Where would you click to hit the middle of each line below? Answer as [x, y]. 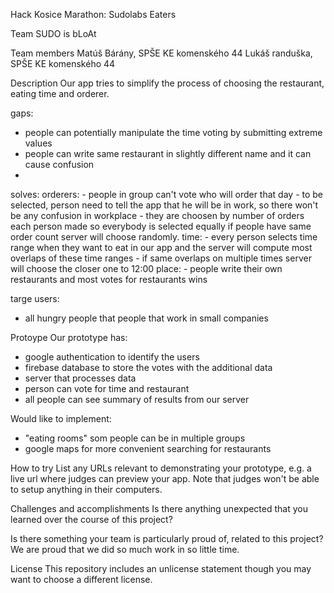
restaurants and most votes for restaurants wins [109, 279]
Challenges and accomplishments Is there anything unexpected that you [159, 508]
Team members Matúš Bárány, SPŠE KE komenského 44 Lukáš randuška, [161, 53]
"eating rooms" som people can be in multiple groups [135, 438]
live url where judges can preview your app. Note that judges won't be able [165, 478]
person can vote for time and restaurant [107, 388]
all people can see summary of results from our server [137, 399]
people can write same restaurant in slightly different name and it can [168, 153]
